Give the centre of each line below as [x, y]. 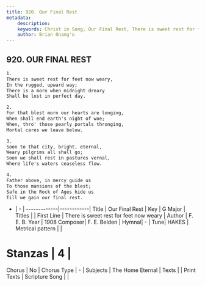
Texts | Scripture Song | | [38, 277]
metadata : [19, 18]
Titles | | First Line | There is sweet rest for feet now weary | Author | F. [104, 216]
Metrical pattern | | [39, 229]
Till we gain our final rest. [45, 197]
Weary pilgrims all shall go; [45, 152]
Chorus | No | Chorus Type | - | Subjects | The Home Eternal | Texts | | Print [101, 270]
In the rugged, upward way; [42, 85]
